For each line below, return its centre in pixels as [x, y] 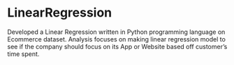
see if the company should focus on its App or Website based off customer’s [117, 46]
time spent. [23, 54]
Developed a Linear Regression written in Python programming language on [116, 32]
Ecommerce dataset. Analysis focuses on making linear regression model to [116, 39]
